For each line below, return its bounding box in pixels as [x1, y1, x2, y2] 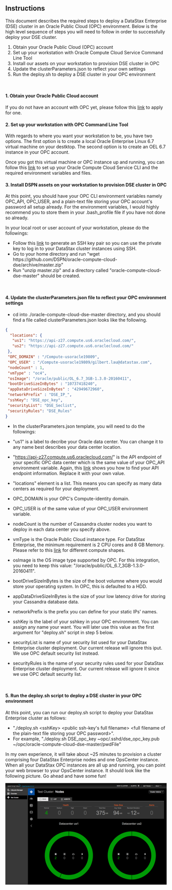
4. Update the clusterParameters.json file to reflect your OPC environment [5, 295, 166, 301]
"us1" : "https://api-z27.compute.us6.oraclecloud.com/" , [12, 338, 137, 343]
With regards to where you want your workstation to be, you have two [5, 133, 153, 139]
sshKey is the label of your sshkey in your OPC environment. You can [12, 618, 159, 625]
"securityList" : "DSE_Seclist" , [7, 403, 77, 408]
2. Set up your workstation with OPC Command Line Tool [5, 121, 128, 128]
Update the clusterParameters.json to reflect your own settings [12, 66, 146, 72]
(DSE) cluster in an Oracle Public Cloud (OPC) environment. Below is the [5, 23, 158, 29]
